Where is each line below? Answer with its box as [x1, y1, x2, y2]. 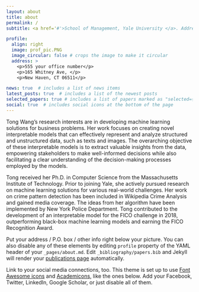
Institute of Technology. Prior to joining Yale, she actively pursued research [6, 180, 190, 187]
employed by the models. [6, 162, 68, 169]
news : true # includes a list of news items [6, 85, 120, 91]
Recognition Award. [6, 224, 54, 231]
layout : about [6, 8, 41, 15]
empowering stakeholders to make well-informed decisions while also [6, 150, 176, 157]
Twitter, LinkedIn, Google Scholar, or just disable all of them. [6, 278, 153, 285]
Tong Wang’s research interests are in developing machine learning [6, 118, 171, 125]
